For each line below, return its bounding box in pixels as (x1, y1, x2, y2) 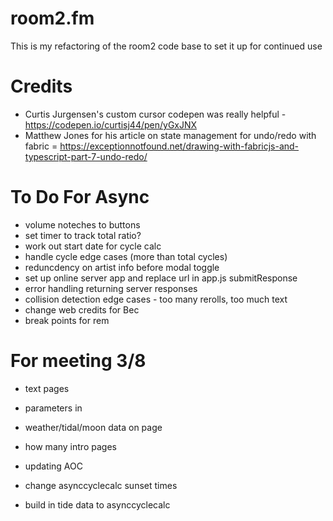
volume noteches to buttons (24, 218, 141, 231)
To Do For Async (10, 186, 150, 209)
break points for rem (24, 314, 110, 326)
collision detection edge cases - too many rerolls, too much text (24, 293, 288, 305)
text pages (24, 382, 70, 394)
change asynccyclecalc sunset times (24, 479, 178, 491)
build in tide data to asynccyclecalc (24, 498, 171, 511)
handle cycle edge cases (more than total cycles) (24, 250, 228, 262)
